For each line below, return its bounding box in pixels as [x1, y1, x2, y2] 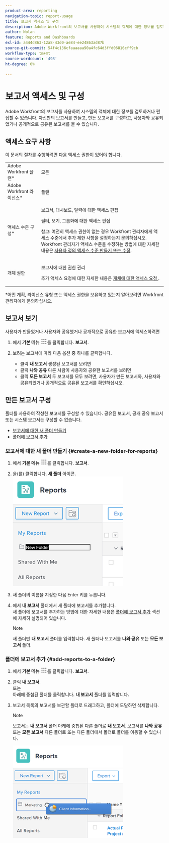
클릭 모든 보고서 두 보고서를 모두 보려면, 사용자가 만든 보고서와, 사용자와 [20, 373, 161, 379]
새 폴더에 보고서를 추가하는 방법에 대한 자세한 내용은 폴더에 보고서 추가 [12, 608, 151, 615]
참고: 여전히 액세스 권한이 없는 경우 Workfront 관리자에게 [41, 228, 152, 235]
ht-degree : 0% [5, 61, 35, 67]
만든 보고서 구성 [5, 396, 51, 404]
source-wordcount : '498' [5, 56, 57, 61]
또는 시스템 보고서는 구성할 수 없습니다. [5, 416, 82, 423]
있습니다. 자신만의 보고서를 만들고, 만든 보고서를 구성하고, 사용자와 [20, 115, 150, 121]
